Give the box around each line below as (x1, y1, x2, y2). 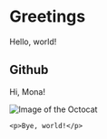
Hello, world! (9, 36, 57, 47)
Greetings (9, 6, 86, 27)
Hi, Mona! (9, 86, 45, 97)
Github (9, 62, 49, 78)
